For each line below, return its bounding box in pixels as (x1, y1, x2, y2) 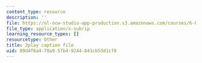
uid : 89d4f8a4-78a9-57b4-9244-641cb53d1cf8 (6, 48, 117, 54)
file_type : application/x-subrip (6, 25, 90, 32)
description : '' (6, 14, 47, 20)
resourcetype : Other (6, 37, 58, 43)
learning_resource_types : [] (6, 31, 79, 37)
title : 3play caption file (6, 43, 74, 49)
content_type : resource (6, 8, 66, 15)
